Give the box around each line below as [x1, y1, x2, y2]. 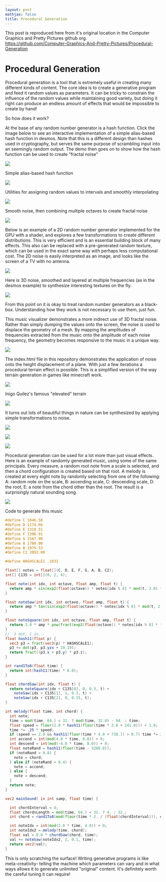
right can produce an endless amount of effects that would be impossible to [5, 101, 160, 106]
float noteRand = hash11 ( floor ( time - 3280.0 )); [9, 746, 112, 751]
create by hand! [5, 106, 37, 112]
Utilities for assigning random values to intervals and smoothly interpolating [5, 189, 159, 195]
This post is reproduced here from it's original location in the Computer [5, 30, 150, 36]
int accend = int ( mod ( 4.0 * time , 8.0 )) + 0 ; [9, 736, 105, 742]
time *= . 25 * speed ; [9, 727, 54, 732]
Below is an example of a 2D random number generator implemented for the [5, 227, 161, 233]
